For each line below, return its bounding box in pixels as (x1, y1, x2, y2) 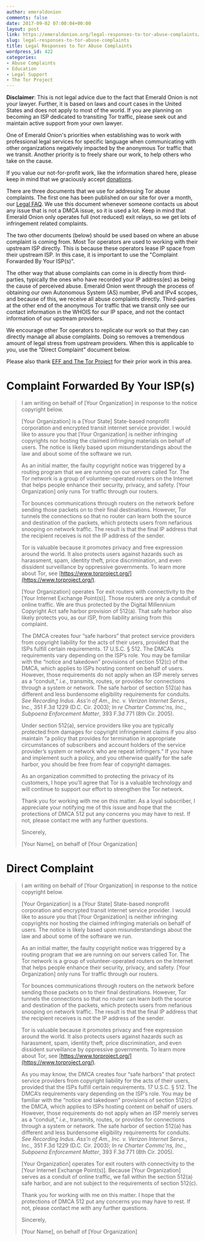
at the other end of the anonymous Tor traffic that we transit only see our (6, 302, 190, 309)
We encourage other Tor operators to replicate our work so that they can (6, 327, 189, 334)
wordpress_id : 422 (6, 49, 53, 55)
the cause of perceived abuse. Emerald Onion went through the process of (6, 282, 194, 290)
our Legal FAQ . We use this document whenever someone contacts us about (6, 201, 199, 208)
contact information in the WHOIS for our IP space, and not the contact (6, 309, 185, 316)
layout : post (6, 26, 40, 32)
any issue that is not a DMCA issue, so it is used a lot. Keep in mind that (6, 207, 186, 214)
